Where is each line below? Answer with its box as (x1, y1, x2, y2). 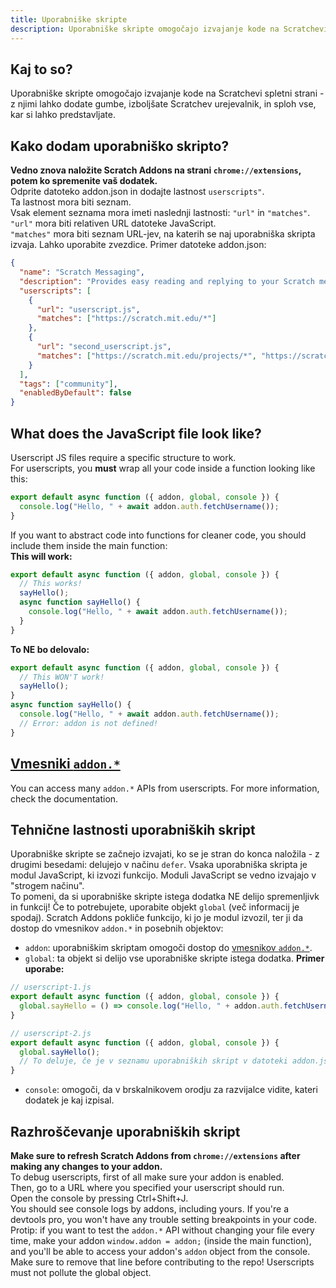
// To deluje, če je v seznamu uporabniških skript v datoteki (19, 1056, 288, 1066)
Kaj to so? (10, 61, 73, 78)
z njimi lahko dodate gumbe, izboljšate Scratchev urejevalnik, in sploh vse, (10, 98, 317, 110)
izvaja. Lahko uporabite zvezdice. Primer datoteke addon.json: (10, 239, 267, 251)
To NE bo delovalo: (10, 643, 90, 655)
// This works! (19, 579, 83, 589)
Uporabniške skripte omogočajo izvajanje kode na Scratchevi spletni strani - (10, 87, 325, 100)
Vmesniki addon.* (10, 756, 121, 773)
